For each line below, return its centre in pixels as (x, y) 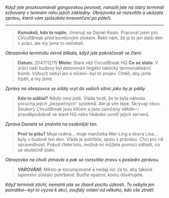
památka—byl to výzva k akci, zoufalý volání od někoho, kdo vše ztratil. (80, 190)
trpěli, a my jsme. (35, 79)
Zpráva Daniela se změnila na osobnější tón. (52, 124)
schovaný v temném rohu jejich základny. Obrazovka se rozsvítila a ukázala (84, 13)
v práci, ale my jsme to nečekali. (51, 43)
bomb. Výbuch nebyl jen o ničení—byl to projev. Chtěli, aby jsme (84, 73)
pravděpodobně (34, 114)
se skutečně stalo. (36, 150)
